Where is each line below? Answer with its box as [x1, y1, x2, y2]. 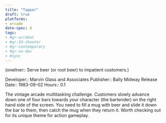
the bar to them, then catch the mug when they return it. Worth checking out [5, 107, 161, 113]
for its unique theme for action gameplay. [5, 113, 89, 119]
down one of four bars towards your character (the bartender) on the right [5, 97, 157, 103]
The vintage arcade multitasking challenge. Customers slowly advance [5, 91, 150, 97]
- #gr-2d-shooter [5, 40, 41, 45]
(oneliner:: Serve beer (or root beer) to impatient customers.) [5, 67, 129, 73]
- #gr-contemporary [5, 44, 46, 49]
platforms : [5, 16, 28, 21]
